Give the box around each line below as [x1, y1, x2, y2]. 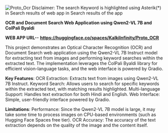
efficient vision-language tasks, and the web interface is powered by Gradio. [5, 65, 163, 71]
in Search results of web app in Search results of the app [5, 10, 123, 16]
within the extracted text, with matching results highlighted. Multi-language [5, 86, 160, 92]
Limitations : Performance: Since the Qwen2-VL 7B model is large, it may [5, 106, 155, 112]
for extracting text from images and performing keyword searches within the [5, 55, 163, 61]
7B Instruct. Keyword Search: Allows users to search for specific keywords [5, 80, 159, 86]
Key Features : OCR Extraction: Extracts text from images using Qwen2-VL [5, 75, 159, 81]
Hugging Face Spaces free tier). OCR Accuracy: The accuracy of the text [5, 117, 156, 122]
